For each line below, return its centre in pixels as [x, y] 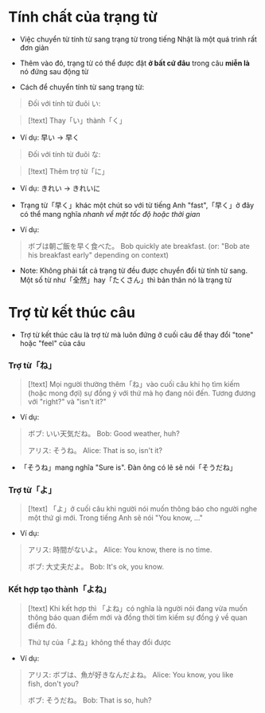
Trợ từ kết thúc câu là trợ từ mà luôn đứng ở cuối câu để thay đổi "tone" [136, 334]
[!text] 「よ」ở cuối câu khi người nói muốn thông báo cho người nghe [142, 509]
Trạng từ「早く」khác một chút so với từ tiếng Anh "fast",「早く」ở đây [137, 205]
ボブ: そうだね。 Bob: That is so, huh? [90, 700]
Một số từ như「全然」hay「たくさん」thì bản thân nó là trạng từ [126, 280]
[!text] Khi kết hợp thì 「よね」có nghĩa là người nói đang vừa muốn [138, 608]
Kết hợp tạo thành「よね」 [60, 589]
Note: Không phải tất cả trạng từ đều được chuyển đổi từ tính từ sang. [134, 270]
